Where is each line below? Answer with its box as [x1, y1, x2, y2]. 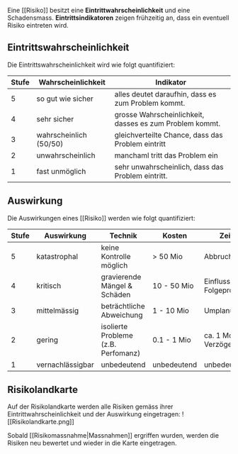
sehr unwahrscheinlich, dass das [114, 162, 224, 172]
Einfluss [204, 276, 231, 286]
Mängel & [101, 280, 133, 290]
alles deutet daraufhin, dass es [114, 89, 217, 99]
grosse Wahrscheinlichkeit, [114, 109, 205, 119]
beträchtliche [101, 301, 145, 311]
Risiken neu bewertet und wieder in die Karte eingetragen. [7, 439, 177, 448]
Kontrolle [101, 251, 131, 261]
